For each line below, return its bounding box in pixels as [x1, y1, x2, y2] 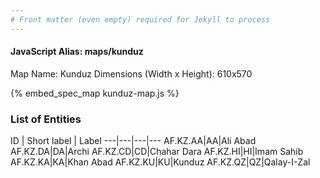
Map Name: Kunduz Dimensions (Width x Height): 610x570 [10, 67, 253, 80]
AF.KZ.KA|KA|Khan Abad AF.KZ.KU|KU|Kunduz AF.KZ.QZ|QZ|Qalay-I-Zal [10, 156, 311, 168]
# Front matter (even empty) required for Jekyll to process [10, 14, 271, 25]
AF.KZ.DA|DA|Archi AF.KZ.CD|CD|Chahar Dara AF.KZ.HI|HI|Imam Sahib [10, 146, 304, 158]
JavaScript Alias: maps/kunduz [10, 46, 144, 58]
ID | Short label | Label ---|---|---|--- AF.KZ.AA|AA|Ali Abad [10, 135, 257, 147]
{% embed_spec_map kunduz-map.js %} [10, 87, 180, 99]
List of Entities [10, 112, 82, 126]
